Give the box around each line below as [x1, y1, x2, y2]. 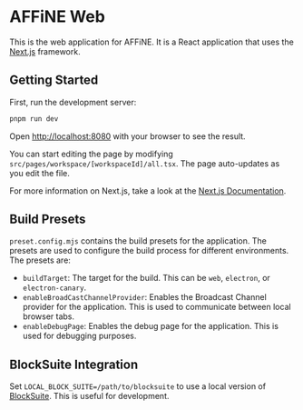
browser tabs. [22, 311, 75, 322]
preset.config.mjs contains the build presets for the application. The [9, 235, 268, 246]
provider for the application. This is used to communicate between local [22, 302, 292, 313]
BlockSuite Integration [9, 356, 139, 372]
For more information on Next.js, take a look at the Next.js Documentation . [9, 185, 287, 196]
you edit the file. [9, 167, 70, 178]
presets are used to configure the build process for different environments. [9, 245, 289, 256]
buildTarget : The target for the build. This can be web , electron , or [22, 273, 270, 284]
